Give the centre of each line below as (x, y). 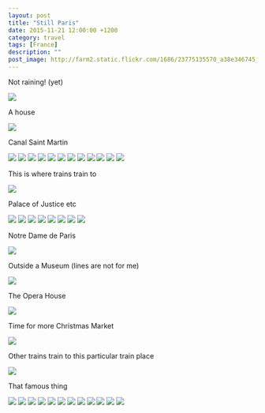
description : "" (35, 52)
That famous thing (38, 386)
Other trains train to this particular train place (81, 355)
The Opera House (37, 295)
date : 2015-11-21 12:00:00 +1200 (63, 30)
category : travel (37, 38)
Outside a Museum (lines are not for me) (74, 265)
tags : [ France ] (33, 45)
